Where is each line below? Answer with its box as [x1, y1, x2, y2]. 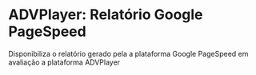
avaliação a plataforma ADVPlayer [8, 57, 121, 67]
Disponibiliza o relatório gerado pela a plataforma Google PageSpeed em [8, 49, 249, 58]
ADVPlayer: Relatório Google [8, 6, 203, 24]
